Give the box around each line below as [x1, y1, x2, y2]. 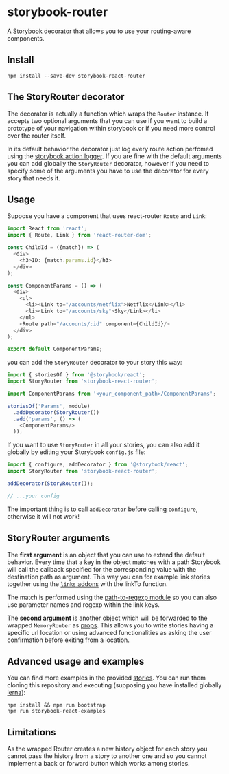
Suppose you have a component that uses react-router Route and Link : [7, 212, 207, 220]
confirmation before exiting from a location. [7, 636, 130, 644]
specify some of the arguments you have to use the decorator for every [7, 166, 209, 175]
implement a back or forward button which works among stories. [7, 760, 190, 768]
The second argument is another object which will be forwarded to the [7, 614, 208, 622]
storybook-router [7, 4, 108, 20]
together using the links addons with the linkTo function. [7, 579, 168, 588]
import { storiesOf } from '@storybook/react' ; [7, 372, 146, 378]
